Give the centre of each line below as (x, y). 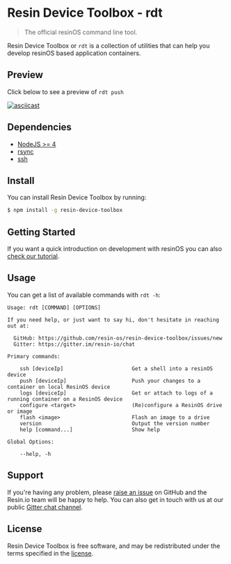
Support (25, 475)
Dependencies (39, 127)
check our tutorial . (33, 257)
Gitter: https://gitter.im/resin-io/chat (74, 344)
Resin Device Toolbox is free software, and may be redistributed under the (114, 546)
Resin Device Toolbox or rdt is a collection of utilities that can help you (109, 45)
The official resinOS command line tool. (81, 32)
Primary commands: (34, 356)
